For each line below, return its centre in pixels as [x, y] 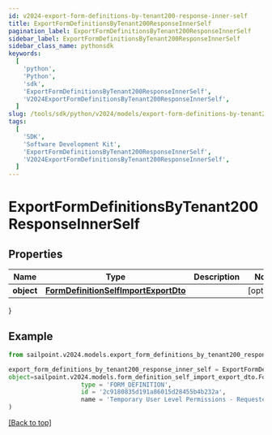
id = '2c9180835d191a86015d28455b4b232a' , [153, 392]
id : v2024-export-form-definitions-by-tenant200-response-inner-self [128, 16]
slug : [17, 114]
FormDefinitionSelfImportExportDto [116, 291]
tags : [17, 122]
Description [217, 277]
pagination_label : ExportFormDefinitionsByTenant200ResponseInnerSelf [130, 31]
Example [31, 336]
